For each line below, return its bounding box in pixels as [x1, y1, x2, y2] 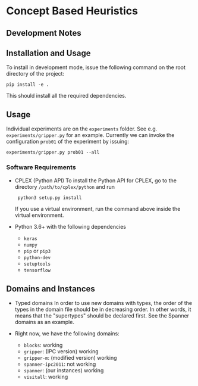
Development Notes [6, 28, 81, 38]
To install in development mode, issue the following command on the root [6, 64, 186, 71]
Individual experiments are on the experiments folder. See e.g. [6, 125, 158, 132]
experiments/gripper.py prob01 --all [6, 150, 100, 155]
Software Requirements [6, 163, 76, 172]
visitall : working [23, 373, 68, 381]
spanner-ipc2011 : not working [23, 360, 96, 368]
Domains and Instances [6, 284, 95, 294]
